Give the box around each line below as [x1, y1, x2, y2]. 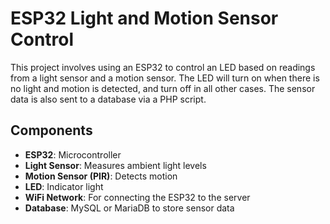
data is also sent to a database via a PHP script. [10, 93, 207, 105]
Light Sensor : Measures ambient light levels [24, 159, 207, 171]
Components [10, 122, 93, 139]
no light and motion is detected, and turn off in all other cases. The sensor [10, 82, 316, 94]
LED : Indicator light [24, 180, 104, 192]
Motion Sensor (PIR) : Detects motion [24, 170, 178, 182]
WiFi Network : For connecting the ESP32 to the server [24, 191, 251, 203]
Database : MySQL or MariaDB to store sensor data [24, 202, 235, 214]
